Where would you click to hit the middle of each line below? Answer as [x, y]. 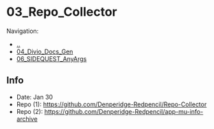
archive [27, 119]
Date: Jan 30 [34, 97]
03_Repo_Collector [62, 12]
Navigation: [23, 31]
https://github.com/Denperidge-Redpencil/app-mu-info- [124, 111]
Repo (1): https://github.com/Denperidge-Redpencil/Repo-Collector [111, 104]
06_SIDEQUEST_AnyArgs [51, 58]
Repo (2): [29, 111]
